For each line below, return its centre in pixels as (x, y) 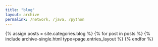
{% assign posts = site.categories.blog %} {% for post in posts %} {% (78, 34)
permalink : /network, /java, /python (45, 19)
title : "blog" (20, 10)
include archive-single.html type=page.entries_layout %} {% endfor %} (79, 39)
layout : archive (22, 15)
